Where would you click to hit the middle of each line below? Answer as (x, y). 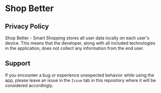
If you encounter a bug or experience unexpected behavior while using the (80, 75)
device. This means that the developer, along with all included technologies (80, 43)
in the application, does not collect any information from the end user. (75, 48)
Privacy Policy (27, 26)
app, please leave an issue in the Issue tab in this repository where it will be (80, 80)
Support (18, 63)
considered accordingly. (29, 85)
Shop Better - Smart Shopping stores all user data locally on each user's (77, 38)
